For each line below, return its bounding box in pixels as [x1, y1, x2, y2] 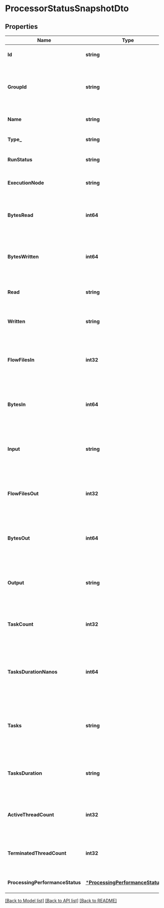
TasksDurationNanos [7, 669, 58, 675]
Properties [5, 22, 38, 31]
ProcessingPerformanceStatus [7, 879, 81, 886]
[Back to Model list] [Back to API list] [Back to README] [5, 898, 117, 904]
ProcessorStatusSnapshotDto [5, 3, 129, 14]
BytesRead [7, 212, 34, 218]
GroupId [7, 84, 27, 90]
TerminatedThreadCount [7, 850, 67, 856]
